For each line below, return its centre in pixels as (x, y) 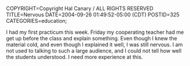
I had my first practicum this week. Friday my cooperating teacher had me (95, 32)
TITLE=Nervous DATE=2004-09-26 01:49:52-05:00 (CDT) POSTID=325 (93, 15)
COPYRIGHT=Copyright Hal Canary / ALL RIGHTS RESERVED (80, 8)
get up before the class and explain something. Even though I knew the (91, 38)
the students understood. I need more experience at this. (75, 57)
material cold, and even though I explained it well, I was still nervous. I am (94, 44)
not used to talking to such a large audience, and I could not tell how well (94, 51)
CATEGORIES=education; (37, 21)
